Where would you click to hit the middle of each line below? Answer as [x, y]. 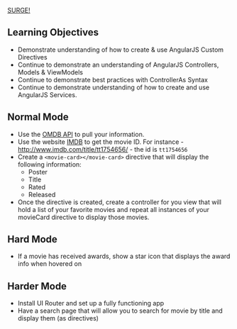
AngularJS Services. [47, 94]
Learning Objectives [53, 32]
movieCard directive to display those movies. [83, 217]
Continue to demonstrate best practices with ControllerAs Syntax [112, 79]
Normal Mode [38, 117]
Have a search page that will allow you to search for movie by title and [120, 311]
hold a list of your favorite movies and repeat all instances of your [113, 209]
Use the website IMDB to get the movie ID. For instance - [101, 142]
